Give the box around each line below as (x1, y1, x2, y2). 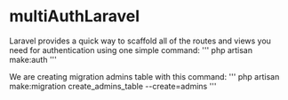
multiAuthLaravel (9, 6, 140, 27)
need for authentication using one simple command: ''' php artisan (9, 44, 253, 55)
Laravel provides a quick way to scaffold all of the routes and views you (9, 35, 271, 46)
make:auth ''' (9, 54, 58, 65)
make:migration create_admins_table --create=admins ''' (9, 81, 217, 91)
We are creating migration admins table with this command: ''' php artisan (9, 71, 280, 81)
